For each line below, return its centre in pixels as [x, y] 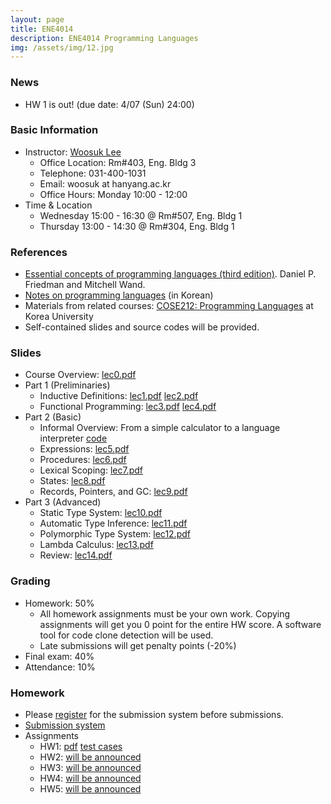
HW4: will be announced [90, 778]
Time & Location [58, 205]
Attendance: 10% [60, 667]
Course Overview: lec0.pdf [80, 375]
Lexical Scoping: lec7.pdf [91, 470]
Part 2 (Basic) [53, 417]
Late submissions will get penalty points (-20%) [138, 645]
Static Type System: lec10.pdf [101, 513]
